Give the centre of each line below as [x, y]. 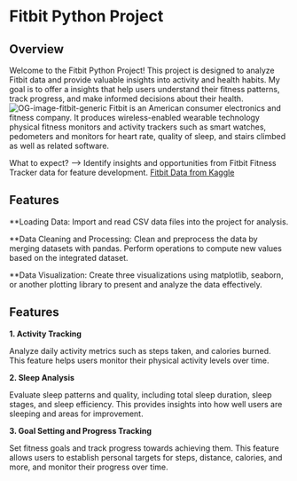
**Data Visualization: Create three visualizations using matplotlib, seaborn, [146, 275]
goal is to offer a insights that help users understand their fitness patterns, [145, 89]
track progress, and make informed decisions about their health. [126, 99]
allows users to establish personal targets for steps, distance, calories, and [146, 457]
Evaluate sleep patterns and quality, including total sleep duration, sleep [141, 394]
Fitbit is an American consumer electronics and [195, 108]
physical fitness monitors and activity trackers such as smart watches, [138, 127]
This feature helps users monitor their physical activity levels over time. [139, 360]
